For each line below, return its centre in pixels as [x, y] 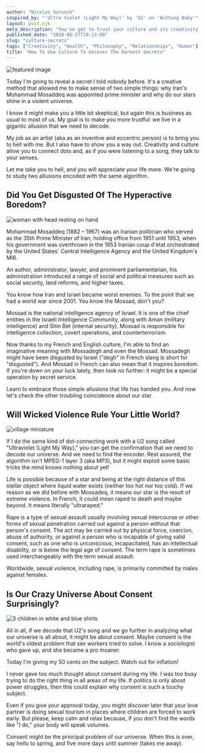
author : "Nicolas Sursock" [41, 12]
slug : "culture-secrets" [38, 41]
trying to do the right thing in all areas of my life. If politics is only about [96, 681]
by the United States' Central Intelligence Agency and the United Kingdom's [102, 251]
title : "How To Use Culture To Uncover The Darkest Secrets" [86, 52]
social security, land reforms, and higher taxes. [65, 283]
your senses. [23, 157]
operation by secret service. [42, 377]
